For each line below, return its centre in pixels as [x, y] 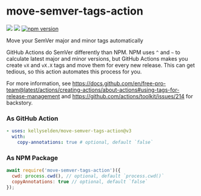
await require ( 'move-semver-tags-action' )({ [63, 171]
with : [19, 137]
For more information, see [39, 83]
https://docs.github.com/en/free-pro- [119, 83]
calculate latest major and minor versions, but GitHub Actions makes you [97, 58]
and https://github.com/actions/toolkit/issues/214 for [127, 96]
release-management [33, 96]
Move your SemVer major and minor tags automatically [75, 40]
